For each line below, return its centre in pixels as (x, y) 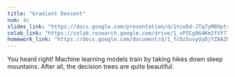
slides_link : (26, 26)
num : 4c (19, 20)
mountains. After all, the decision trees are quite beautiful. (91, 67)
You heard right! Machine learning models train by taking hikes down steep (115, 59)
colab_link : (24, 33)
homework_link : (29, 40)
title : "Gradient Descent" (47, 14)
